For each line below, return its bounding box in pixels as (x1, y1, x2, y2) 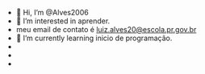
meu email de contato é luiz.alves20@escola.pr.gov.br (15, 25, 197, 34)
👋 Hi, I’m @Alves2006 (15, 8, 89, 17)
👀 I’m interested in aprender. (15, 16, 111, 26)
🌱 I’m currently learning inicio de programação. (15, 33, 173, 43)
